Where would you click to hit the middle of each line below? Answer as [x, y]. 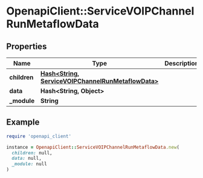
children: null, [32, 153]
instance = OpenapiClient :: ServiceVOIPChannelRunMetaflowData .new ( [93, 147]
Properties [27, 46]
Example [23, 122]
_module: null [29, 164]
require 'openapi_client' [39, 136]
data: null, [27, 159]
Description [182, 63]
